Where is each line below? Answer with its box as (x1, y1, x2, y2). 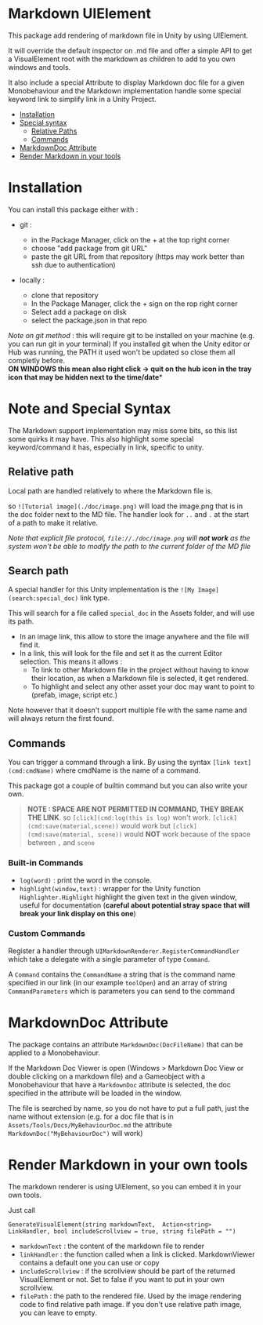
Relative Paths (31, 126, 77, 136)
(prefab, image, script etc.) (31, 690, 118, 700)
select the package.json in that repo (31, 315, 147, 325)
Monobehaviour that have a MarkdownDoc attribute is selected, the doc (8, 1079, 231, 1089)
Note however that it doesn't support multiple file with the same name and (8, 705, 247, 715)
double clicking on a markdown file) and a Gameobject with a (8, 1072, 206, 1081)
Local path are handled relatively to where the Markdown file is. (8, 486, 213, 495)
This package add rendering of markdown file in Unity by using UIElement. (8, 31, 249, 40)
